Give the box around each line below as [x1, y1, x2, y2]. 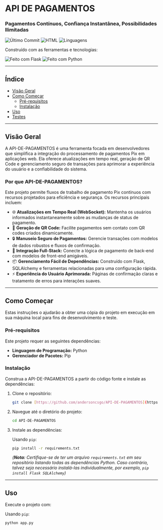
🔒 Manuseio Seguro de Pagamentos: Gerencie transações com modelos [12, 236, 158, 242]
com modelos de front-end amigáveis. [12, 253, 89, 259]
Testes [12, 114, 26, 120]
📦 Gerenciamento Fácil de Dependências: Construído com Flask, [12, 259, 146, 265]
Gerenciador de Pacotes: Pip [12, 353, 71, 359]
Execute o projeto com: [5, 502, 52, 508]
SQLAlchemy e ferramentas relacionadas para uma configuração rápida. [12, 265, 157, 271]
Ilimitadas [5, 26, 29, 33]
